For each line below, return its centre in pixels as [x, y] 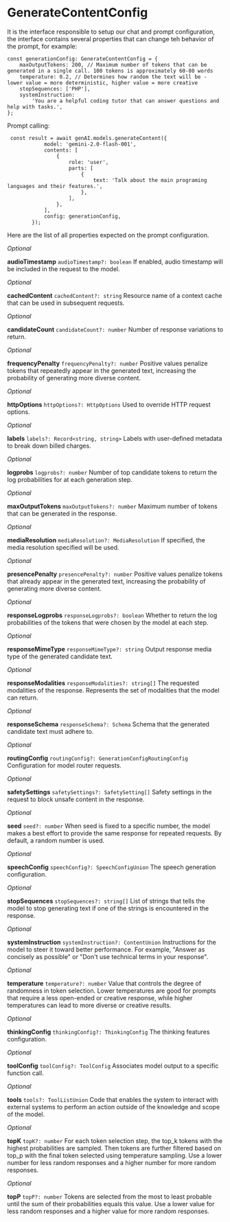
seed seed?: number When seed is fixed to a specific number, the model [109, 826]
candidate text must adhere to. [50, 731]
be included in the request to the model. [64, 268]
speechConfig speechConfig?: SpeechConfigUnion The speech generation [112, 867]
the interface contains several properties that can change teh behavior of [111, 38]
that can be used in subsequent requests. [66, 303]
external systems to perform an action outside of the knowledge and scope [114, 1107]
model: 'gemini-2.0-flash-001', [90, 144]
